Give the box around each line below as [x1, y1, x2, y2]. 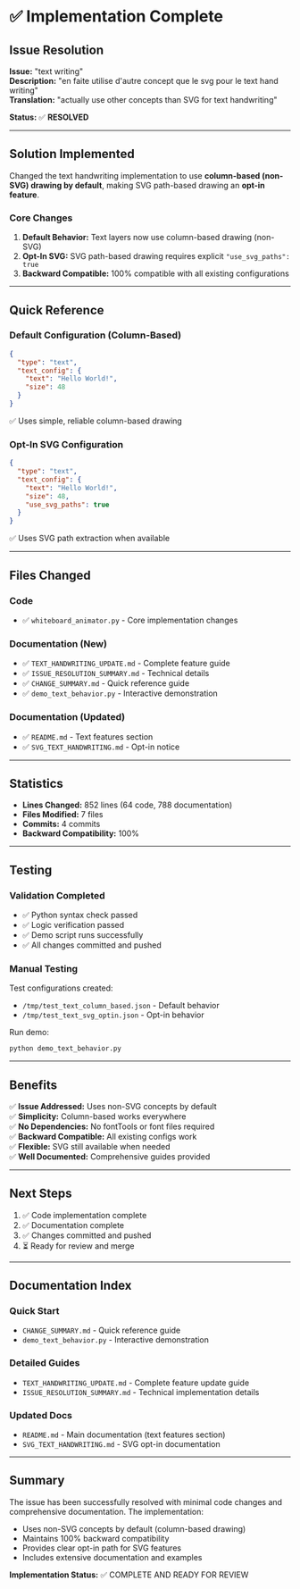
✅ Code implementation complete [21, 1209, 147, 1220]
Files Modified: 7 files [21, 809, 104, 820]
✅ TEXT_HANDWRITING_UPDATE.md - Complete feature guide [21, 658, 230, 669]
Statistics [9, 775, 64, 791]
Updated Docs [9, 1409, 73, 1421]
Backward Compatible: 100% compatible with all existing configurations [21, 268, 290, 279]
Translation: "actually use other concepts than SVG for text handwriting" [9, 95, 278, 105]
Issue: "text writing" [9, 66, 84, 77]
